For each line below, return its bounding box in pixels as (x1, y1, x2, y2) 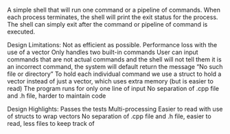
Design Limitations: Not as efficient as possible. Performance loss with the (7, 41, 218, 49)
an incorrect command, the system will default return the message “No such (7, 63, 223, 70)
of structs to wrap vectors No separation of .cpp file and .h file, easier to (7, 112, 211, 120)
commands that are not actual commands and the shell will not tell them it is (7, 55, 222, 64)
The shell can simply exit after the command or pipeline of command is (7, 21, 208, 28)
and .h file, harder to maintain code (7, 92, 106, 100)
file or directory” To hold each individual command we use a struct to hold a (7, 70, 222, 78)
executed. (7, 27, 36, 36)
